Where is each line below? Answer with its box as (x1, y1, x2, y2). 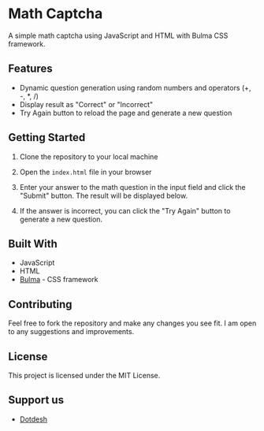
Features (8, 62, 53, 76)
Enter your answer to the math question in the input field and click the (19, 182, 246, 191)
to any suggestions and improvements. (8, 327, 135, 336)
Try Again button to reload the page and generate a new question (19, 108, 232, 117)
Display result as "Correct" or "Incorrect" (19, 99, 154, 109)
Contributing (8, 297, 73, 311)
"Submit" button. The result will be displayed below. (19, 191, 188, 200)
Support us (8, 393, 65, 407)
